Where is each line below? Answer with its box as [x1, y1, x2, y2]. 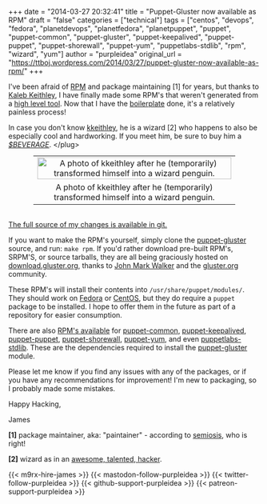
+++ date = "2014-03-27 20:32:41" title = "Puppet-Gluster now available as [8, 7, 257, 16]
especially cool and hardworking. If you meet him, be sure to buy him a [8, 131, 242, 141]
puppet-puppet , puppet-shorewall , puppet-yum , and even [8, 334, 200, 343]
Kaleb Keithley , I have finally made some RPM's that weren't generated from [8, 90, 258, 99]
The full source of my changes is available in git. [8, 220, 168, 229]
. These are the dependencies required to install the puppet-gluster [26, 343, 248, 352]
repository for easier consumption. [8, 310, 122, 319]
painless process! [8, 107, 66, 117]
